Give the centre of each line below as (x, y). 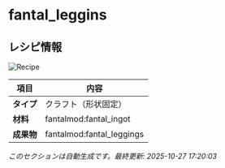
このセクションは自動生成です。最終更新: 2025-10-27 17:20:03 (113, 156)
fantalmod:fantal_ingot (88, 119)
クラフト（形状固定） (86, 104)
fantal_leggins (58, 15)
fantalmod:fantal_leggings (95, 134)
